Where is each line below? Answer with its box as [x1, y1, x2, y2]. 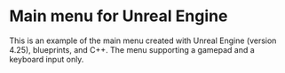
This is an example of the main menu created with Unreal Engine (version [9, 35, 277, 46]
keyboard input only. [9, 54, 84, 64]
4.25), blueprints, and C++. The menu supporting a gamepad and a [9, 44, 255, 55]
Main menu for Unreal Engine [9, 6, 228, 26]
